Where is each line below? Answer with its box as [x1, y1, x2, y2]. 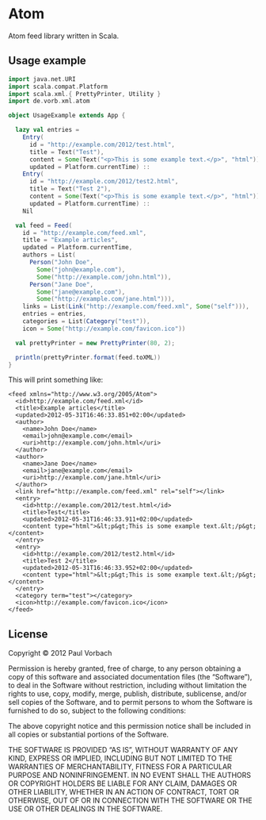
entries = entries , [22, 310, 87, 318]
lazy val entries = [15, 126, 80, 134]
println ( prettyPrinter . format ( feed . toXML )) [15, 353, 161, 361]
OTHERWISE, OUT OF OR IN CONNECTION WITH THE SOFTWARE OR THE [8, 795, 253, 806]
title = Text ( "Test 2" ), [28, 185, 112, 193]
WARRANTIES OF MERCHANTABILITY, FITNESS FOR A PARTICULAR [8, 762, 232, 772]
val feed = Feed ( [15, 221, 73, 229]
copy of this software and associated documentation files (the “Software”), [8, 672, 253, 682]
